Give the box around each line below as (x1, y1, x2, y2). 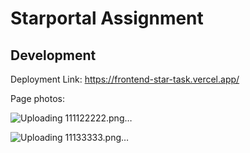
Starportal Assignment (10, 7, 204, 30)
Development (10, 47, 97, 64)
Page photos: (10, 93, 65, 104)
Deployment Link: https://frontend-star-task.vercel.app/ (10, 73, 240, 85)
